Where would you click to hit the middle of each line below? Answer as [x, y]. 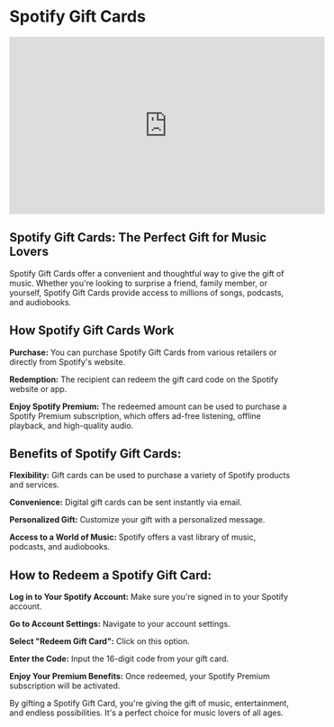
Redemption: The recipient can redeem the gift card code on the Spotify [144, 379]
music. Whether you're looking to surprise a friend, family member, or [139, 283]
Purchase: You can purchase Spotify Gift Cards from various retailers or [143, 352]
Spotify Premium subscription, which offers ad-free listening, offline [135, 415]
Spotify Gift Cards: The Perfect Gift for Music [138, 237]
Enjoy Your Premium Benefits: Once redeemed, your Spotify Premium [140, 677]
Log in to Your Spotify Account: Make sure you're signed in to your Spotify [149, 597]
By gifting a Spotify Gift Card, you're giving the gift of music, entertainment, [149, 704]
